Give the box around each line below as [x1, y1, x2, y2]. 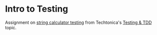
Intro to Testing [5, 3, 68, 15]
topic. [5, 24, 17, 30]
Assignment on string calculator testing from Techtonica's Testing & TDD [5, 19, 152, 25]
